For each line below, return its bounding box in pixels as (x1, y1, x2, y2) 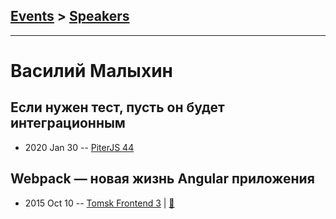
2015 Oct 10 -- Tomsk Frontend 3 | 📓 (24, 197, 175, 209)
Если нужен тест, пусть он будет (10, 99, 225, 116)
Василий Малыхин (10, 60, 173, 82)
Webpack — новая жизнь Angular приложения (10, 170, 315, 188)
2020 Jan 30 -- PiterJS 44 (24, 141, 135, 153)
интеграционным (10, 115, 126, 132)
